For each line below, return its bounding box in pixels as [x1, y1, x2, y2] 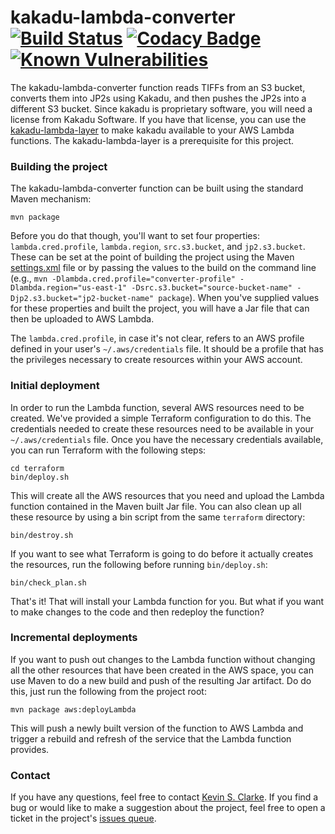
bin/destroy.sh [10, 530, 74, 540]
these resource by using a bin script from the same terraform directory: [10, 511, 306, 523]
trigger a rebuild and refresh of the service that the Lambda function [10, 732, 292, 745]
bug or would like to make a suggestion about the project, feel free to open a [10, 802, 326, 814]
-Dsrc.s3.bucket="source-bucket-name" [131, 283, 293, 293]
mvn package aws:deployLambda [10, 704, 137, 715]
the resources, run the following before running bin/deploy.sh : [10, 558, 268, 570]
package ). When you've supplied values [158, 292, 320, 304]
